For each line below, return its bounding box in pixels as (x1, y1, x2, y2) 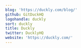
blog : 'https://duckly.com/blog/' (5, 7, 78, 12)
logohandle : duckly (5, 16, 46, 21)
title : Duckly (5, 26, 35, 31)
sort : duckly (5, 21, 33, 26)
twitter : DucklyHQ (5, 30, 44, 35)
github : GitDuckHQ (5, 12, 44, 17)
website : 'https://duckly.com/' (5, 35, 73, 40)
